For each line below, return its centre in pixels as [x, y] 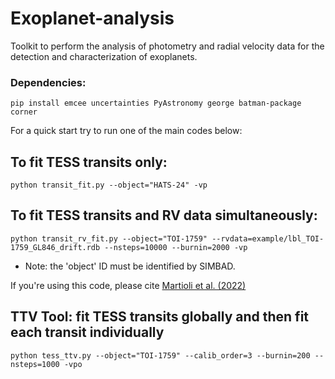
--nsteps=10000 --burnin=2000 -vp [176, 247]
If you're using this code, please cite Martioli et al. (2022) [128, 285]
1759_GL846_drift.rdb [55, 247]
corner [24, 112]
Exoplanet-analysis [92, 18]
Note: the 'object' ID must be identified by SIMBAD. [130, 266]
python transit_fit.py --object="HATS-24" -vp [109, 185]
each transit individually [87, 332]
